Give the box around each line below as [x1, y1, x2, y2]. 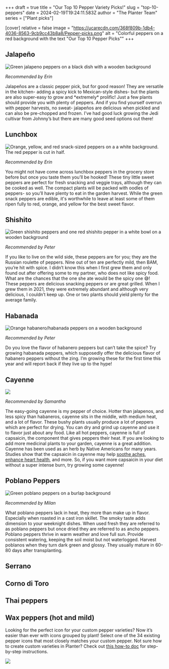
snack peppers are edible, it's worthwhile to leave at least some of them [5, 195, 155, 201]
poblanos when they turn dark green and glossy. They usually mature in [5, 541, 154, 548]
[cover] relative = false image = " [5, 25, 74, 31]
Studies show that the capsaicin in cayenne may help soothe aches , [5, 451, 146, 457]
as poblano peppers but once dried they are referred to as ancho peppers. [5, 526, 160, 532]
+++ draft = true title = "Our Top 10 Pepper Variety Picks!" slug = [5, 5, 140, 10]
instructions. [22, 648, 48, 654]
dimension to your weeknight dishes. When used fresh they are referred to [5, 520, 160, 526]
